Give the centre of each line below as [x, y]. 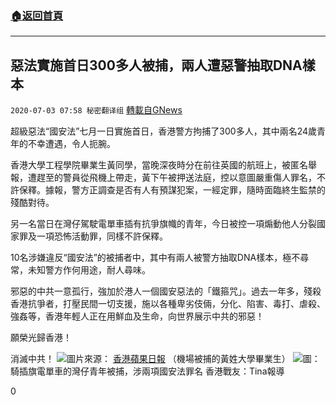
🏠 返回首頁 [37, 15]
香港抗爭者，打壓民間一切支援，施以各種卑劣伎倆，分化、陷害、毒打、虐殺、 [168, 304]
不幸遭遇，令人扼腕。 [71, 144]
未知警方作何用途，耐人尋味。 [89, 270]
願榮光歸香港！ [41, 338]
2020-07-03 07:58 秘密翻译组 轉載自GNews [96, 110]
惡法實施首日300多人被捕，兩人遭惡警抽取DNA [156, 65]
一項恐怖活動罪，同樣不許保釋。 [102, 236]
